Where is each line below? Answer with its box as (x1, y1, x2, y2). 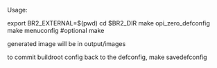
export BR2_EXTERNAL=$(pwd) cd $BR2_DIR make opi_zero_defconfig (7, 19, 210, 27)
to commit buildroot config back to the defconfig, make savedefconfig (7, 53, 207, 61)
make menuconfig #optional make (7, 27, 105, 34)
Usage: (7, 6, 28, 14)
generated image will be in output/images (7, 40, 126, 47)
